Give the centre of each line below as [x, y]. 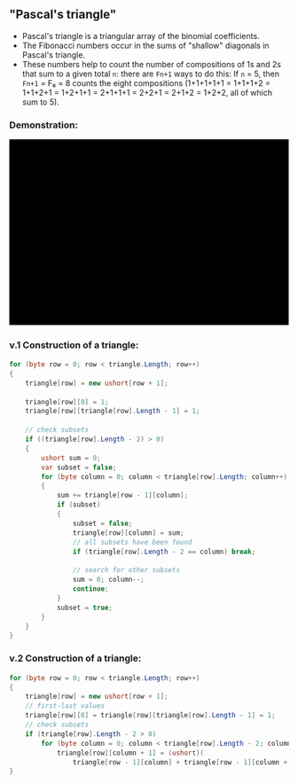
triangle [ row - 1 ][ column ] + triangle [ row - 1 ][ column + [180, 762]
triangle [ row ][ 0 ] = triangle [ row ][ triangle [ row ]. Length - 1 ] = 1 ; [150, 716]
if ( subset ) [78, 505]
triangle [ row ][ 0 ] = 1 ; [67, 402]
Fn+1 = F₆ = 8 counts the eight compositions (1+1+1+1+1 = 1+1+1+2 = [146, 82]
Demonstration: [43, 125]
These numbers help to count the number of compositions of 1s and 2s [152, 64]
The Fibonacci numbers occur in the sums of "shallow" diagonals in [145, 45]
